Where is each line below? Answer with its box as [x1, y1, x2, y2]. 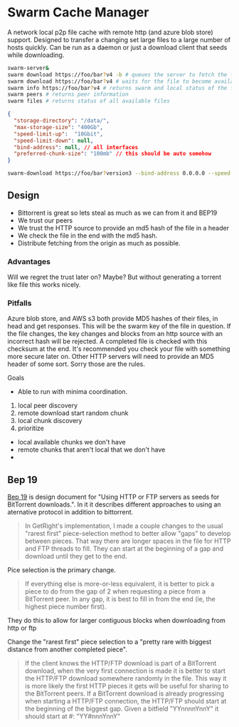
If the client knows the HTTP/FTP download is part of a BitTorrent [24, 659, 217, 668]
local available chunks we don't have [17, 438, 126, 447]
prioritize [17, 424, 45, 432]
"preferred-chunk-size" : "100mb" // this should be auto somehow [14, 151, 212, 158]
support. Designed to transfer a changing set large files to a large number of [7, 35, 231, 44]
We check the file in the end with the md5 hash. [17, 231, 158, 240]
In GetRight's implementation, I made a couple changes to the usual [24, 522, 223, 530]
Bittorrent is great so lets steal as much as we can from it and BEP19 [17, 208, 218, 217]
